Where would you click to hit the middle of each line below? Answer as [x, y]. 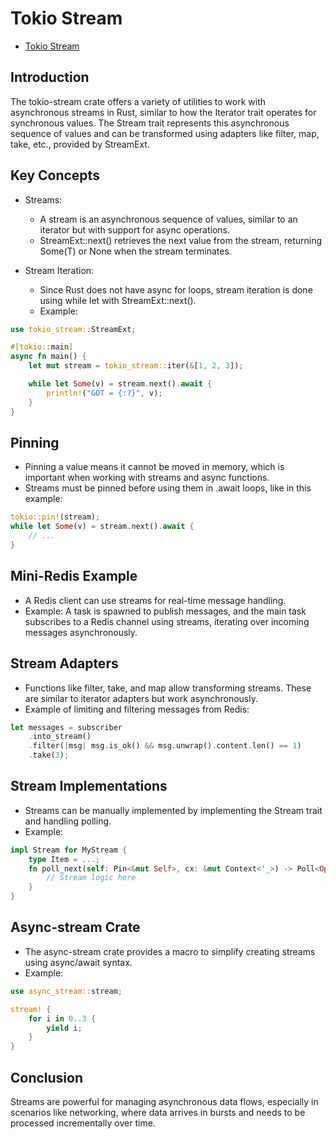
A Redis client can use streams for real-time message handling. [155, 600]
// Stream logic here [91, 878]
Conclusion [47, 1077]
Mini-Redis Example [74, 576]
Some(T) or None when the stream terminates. [135, 251]
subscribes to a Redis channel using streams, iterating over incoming [167, 621]
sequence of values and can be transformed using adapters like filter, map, [165, 133]
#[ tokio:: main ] [42, 347]
